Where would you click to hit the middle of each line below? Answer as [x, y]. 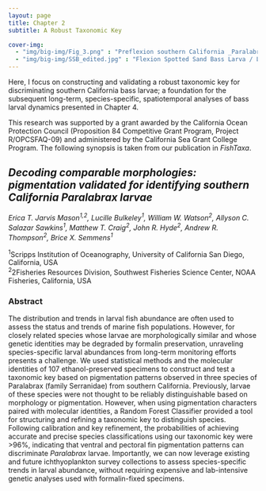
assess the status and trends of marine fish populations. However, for [122, 327]
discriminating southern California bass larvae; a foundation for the [118, 90]
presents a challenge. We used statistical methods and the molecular [121, 361]
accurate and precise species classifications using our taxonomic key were [131, 436]
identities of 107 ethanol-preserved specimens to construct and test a [122, 369]
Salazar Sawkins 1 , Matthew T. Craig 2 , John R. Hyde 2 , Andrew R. [114, 227]
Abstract [26, 301]
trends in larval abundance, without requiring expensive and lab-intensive [128, 470]
